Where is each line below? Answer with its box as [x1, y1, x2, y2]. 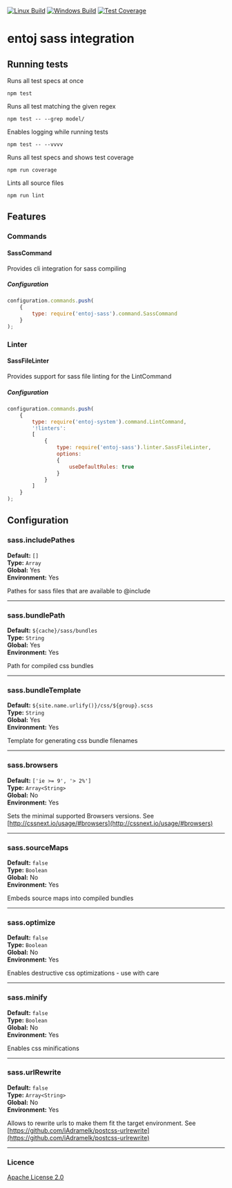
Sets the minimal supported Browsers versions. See [7, 811, 154, 820]
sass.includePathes [7, 535, 75, 545]
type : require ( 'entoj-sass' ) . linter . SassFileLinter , [56, 444, 212, 451]
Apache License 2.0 [7, 1173, 64, 1182]
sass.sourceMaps [7, 843, 69, 852]
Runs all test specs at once [7, 77, 84, 84]
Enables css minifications [7, 1044, 79, 1052]
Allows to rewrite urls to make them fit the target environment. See [7, 1119, 196, 1127]
